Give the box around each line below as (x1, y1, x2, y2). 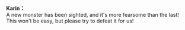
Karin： (6, 5, 25, 12)
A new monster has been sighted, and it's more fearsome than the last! (6, 12, 180, 18)
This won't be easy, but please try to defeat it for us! (6, 17, 134, 24)
